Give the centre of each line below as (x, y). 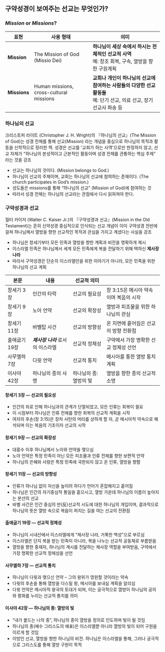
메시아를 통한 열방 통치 (131, 357)
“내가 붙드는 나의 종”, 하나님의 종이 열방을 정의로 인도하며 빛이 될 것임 (79, 620)
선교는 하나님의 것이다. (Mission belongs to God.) (61, 170)
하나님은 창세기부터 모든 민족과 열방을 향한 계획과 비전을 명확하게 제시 (79, 243)
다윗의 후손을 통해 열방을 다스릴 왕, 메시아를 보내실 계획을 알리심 (74, 583)
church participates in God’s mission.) (51, 182)
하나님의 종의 (47, 373)
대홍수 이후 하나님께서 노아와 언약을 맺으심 (53, 449)
